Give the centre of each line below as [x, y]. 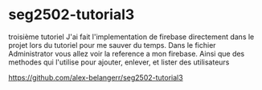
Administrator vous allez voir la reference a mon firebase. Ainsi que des [127, 53]
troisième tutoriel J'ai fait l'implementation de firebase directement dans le [131, 37]
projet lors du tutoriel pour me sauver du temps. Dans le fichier [112, 45]
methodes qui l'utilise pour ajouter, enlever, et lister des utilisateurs [119, 62]
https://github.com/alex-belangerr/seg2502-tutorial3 [96, 77]
